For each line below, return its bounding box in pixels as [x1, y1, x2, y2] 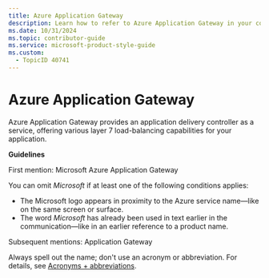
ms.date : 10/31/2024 [8, 26, 78, 34]
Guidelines [8, 149, 46, 159]
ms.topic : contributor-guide [8, 34, 106, 42]
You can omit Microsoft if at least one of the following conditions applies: [8, 181, 249, 190]
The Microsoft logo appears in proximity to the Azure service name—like [19, 196, 259, 205]
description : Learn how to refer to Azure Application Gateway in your [8, 19, 252, 27]
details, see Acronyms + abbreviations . [8, 260, 137, 270]
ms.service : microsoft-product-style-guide [8, 42, 156, 50]
